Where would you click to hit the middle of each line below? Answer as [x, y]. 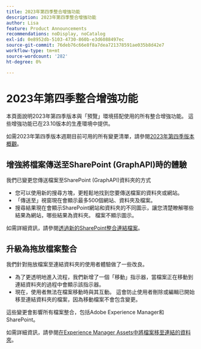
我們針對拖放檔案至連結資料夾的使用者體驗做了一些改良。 [77, 265]
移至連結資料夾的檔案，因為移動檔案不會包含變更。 [78, 299]
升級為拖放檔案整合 [42, 249]
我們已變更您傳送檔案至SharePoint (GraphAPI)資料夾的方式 [79, 180]
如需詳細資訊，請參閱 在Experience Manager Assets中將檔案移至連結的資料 [99, 332]
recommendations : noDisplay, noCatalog [56, 34]
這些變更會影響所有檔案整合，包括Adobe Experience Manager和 [85, 312]
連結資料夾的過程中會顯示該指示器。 [60, 284]
